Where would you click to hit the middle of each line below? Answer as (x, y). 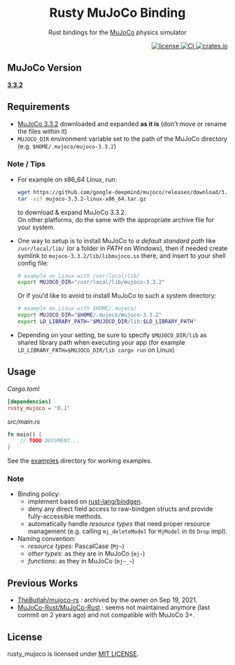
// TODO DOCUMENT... (50, 441)
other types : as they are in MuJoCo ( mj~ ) (86, 554)
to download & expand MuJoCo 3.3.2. (72, 212)
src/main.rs (24, 421)
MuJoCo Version (45, 68)
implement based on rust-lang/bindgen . (85, 502)
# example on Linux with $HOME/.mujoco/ (77, 309)
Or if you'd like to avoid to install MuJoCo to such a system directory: (117, 296)
